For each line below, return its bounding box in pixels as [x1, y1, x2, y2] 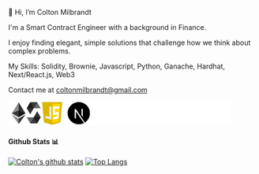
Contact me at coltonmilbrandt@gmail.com [8, 85, 148, 94]
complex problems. [8, 46, 71, 55]
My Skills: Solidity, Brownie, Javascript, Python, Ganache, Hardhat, [8, 61, 226, 71]
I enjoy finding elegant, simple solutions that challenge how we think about [8, 38, 251, 47]
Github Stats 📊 [8, 136, 59, 146]
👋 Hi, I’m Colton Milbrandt [8, 8, 92, 17]
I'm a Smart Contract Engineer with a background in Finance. [8, 23, 207, 31]
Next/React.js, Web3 [8, 70, 75, 79]
